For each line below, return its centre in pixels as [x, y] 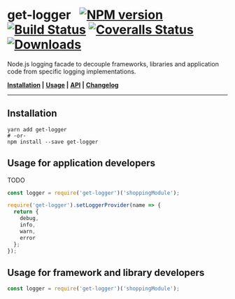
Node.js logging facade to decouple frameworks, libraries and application [113, 64]
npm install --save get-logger [53, 142]
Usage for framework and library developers [106, 272]
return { [26, 212]
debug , [29, 219]
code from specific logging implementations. [72, 71]
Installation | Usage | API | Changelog [63, 85]
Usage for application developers [81, 163]
